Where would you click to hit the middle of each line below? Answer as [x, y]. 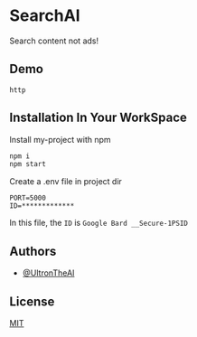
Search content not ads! [54, 41]
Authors [33, 251]
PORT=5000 [28, 198]
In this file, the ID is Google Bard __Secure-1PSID [98, 223]
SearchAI [45, 16]
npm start [28, 164]
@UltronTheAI [48, 273]
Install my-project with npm [60, 139]
